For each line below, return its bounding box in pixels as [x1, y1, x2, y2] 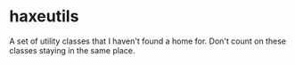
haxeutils [9, 6, 79, 27]
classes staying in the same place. [9, 45, 135, 55]
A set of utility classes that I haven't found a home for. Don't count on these [9, 36, 287, 46]
